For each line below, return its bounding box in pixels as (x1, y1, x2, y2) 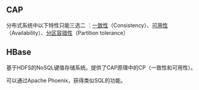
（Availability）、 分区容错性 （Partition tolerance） (6, 29, 129, 36)
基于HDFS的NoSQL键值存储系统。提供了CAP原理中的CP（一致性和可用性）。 (6, 63, 197, 71)
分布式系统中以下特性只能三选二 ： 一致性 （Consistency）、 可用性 (6, 21, 168, 29)
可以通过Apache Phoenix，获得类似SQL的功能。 (6, 77, 127, 84)
